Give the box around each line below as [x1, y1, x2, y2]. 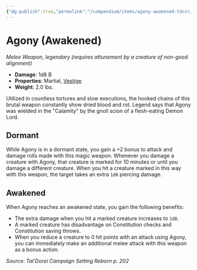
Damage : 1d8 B [14, 71, 52, 78]
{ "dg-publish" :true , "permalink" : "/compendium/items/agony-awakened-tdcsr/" [6, 8, 195, 15]
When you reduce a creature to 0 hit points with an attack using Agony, [14, 234, 186, 241]
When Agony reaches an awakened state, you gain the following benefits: [6, 204, 184, 211]
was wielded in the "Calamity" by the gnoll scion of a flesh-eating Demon [6, 107, 184, 114]
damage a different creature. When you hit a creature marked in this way [6, 165, 182, 172]
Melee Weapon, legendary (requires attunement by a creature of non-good [6, 53, 188, 60]
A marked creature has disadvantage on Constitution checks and [14, 221, 172, 228]
